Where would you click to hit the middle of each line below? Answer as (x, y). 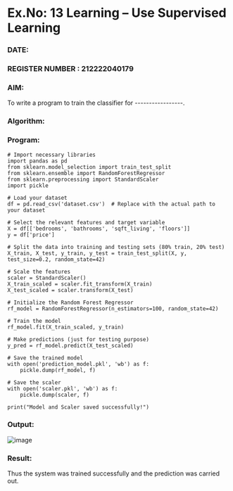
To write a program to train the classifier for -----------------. (96, 103)
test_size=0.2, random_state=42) (56, 259)
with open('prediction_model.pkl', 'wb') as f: (78, 364)
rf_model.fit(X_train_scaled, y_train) (66, 327)
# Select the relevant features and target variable (86, 222)
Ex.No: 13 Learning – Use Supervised (117, 13)
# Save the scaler (34, 382)
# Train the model (34, 321)
